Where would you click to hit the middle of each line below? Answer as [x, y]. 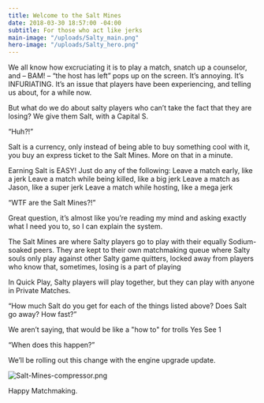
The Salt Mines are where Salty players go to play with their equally [117, 242]
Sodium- [242, 242]
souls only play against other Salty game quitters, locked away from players [131, 258]
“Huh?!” [21, 132]
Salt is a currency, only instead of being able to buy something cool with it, [129, 147]
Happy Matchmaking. [43, 391]
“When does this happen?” [52, 345]
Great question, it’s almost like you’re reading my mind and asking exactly [127, 218]
